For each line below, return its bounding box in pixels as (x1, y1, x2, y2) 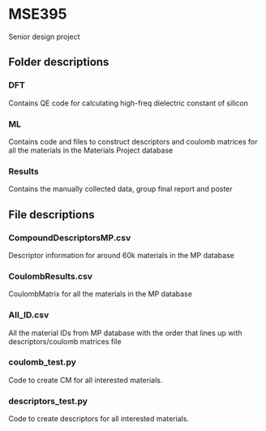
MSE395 (8, 5, 67, 24)
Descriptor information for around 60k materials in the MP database (8, 250, 235, 260)
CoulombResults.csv (8, 270, 93, 282)
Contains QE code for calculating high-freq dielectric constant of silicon (8, 98, 249, 108)
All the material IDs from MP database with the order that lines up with (8, 328, 242, 338)
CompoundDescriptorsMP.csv (8, 232, 131, 244)
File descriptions (8, 208, 95, 222)
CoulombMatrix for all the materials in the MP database (8, 289, 193, 299)
